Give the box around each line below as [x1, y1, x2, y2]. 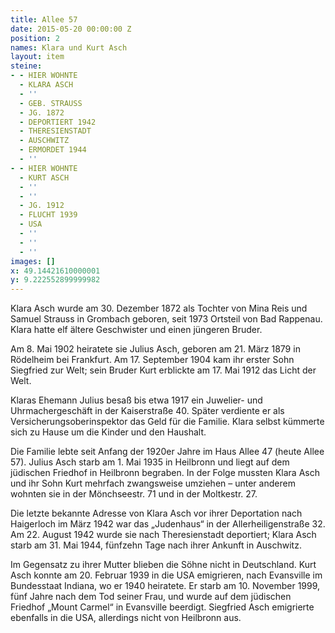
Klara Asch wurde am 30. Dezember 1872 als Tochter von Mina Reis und [10, 302, 308, 315]
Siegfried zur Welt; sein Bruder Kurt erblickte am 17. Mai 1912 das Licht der [10, 364, 317, 376]
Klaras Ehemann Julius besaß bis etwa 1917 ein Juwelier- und [10, 394, 263, 406]
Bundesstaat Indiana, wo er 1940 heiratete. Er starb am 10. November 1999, [10, 580, 321, 592]
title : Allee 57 [10, 14, 78, 25]
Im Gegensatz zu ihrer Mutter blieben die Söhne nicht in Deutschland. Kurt [10, 559, 317, 571]
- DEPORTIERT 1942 [19, 117, 97, 127]
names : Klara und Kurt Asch [10, 42, 128, 53]
